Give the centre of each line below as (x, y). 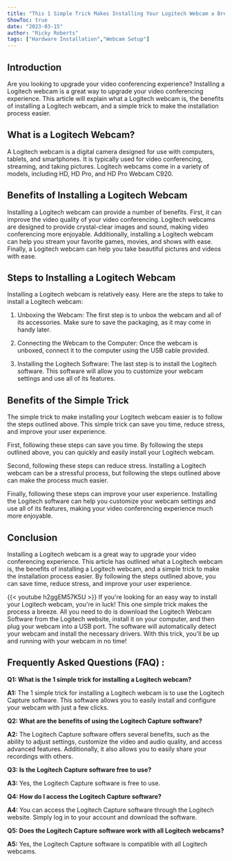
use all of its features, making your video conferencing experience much (110, 509)
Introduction (35, 67)
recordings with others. (40, 756)
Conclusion (32, 537)
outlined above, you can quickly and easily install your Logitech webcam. (111, 453)
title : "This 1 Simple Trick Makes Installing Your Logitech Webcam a (111, 13)
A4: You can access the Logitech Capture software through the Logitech (110, 810)
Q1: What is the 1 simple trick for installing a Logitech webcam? (99, 679)
